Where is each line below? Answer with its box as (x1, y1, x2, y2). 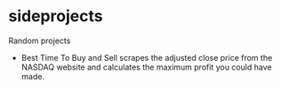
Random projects (8, 35, 71, 46)
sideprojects (8, 6, 103, 26)
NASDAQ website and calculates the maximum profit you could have (20, 62, 272, 72)
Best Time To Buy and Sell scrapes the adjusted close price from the (20, 52, 273, 63)
